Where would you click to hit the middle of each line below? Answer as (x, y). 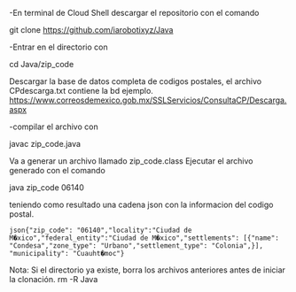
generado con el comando (58, 170)
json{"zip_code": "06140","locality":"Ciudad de (101, 230)
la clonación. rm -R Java (54, 279)
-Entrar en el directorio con (58, 47)
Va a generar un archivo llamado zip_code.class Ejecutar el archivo (131, 161)
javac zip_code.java (45, 144)
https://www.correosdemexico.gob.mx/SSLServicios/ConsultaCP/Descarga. (148, 100)
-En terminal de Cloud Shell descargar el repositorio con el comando (134, 13)
